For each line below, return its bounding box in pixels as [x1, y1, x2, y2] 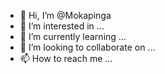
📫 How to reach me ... [19, 53, 113, 64]
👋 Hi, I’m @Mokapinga [19, 10, 112, 21]
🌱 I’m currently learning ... [19, 31, 127, 42]
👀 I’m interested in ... [19, 20, 105, 32]
